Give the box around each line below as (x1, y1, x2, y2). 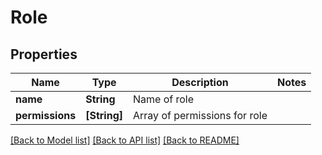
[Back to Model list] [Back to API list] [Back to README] (10, 134, 240, 146)
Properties (10, 46, 78, 63)
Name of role (133, 92, 195, 106)
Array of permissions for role (133, 109, 268, 122)
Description (171, 76, 229, 89)
